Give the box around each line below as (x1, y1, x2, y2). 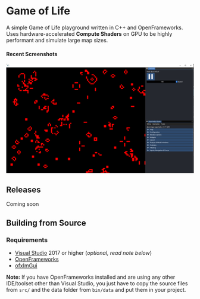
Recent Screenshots (6, 50, 58, 57)
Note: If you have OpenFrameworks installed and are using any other (6, 273, 176, 280)
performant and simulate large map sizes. (6, 36, 108, 44)
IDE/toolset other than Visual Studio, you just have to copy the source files (6, 280, 188, 287)
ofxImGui (14, 262, 37, 269)
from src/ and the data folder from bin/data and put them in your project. (6, 286, 186, 293)
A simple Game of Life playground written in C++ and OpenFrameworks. (6, 24, 183, 31)
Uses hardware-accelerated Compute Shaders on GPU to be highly (6, 30, 173, 37)
